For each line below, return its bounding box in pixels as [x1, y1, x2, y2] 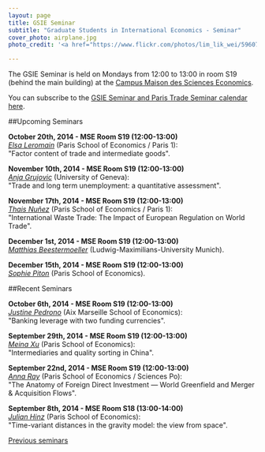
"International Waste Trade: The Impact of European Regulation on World [8, 213, 245, 222]
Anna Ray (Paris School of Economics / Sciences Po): [8, 372, 183, 381]
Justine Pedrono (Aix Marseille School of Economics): [8, 308, 183, 317]
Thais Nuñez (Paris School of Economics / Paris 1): [8, 204, 174, 214]
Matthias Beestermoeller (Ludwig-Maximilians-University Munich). [8, 245, 225, 255]
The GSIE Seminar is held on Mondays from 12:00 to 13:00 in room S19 [8, 69, 237, 79]
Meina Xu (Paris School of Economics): [8, 340, 136, 349]
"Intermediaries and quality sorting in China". [8, 348, 155, 357]
